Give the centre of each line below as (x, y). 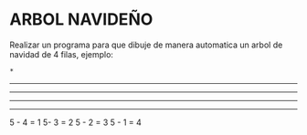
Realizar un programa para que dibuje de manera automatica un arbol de (146, 45)
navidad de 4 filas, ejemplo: (62, 54)
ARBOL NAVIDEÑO (81, 20)
